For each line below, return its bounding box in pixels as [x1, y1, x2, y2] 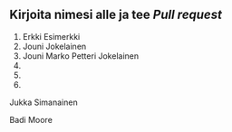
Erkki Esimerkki [22, 31, 81, 42]
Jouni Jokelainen [22, 41, 87, 52]
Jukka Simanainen [9, 97, 79, 108]
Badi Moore [9, 114, 53, 125]
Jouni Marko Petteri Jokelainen [22, 50, 139, 61]
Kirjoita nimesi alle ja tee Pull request [9, 7, 222, 23]
